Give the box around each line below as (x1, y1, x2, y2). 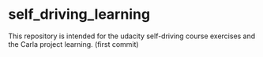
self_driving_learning (8, 5, 151, 23)
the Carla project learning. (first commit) (8, 39, 140, 48)
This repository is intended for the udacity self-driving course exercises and (8, 31, 256, 41)
